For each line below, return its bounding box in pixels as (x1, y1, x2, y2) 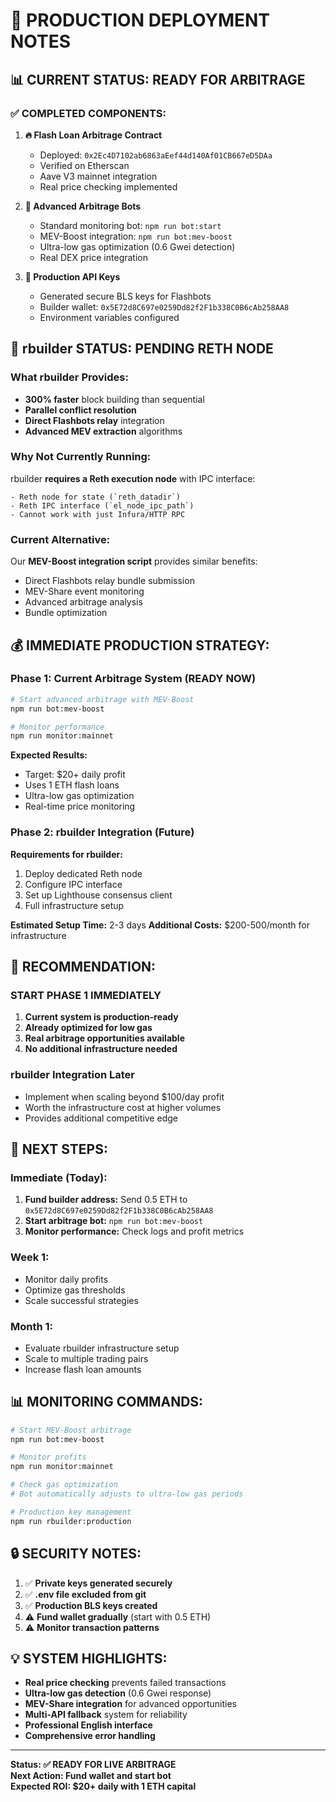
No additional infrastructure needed (24, 1043, 178, 1055)
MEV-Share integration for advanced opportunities (24, 1698, 238, 1710)
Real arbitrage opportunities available (24, 1032, 185, 1044)
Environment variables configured (39, 311, 180, 323)
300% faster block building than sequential (24, 393, 205, 405)
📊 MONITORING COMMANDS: (10, 1394, 204, 1411)
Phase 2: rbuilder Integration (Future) (10, 825, 195, 839)
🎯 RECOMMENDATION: (10, 959, 157, 976)
